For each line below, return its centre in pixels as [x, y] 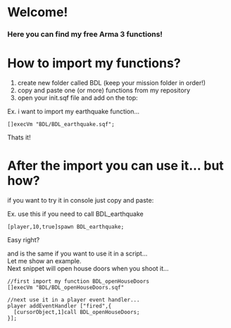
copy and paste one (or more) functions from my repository [104, 90]
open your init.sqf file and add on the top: [78, 98]
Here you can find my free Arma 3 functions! [85, 34]
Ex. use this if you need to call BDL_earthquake [75, 214]
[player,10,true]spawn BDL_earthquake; [66, 227]
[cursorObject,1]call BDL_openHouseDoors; [77, 312]
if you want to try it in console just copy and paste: [81, 200]
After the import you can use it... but [115, 166]
